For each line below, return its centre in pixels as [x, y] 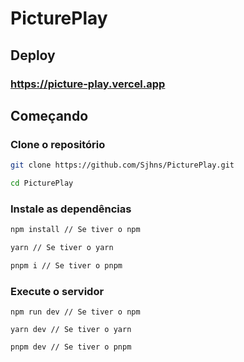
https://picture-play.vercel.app [88, 84]
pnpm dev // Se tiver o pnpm [71, 347]
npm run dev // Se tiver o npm [75, 312]
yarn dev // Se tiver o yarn [71, 330]
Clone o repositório [58, 144]
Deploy [33, 55]
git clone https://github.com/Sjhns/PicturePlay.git [122, 165]
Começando [49, 115]
